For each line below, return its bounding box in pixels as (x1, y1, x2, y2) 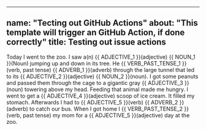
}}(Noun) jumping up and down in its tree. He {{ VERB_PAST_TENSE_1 (6, 59, 181, 67)
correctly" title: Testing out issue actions (6, 37, 167, 48)
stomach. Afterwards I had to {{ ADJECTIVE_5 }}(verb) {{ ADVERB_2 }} (6, 98, 185, 106)
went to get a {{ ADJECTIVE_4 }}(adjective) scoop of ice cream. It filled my (6, 92, 195, 99)
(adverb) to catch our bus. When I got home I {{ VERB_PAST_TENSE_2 (6, 105, 183, 112)
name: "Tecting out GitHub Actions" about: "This (6, 18, 198, 28)
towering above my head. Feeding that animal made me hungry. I (24, 85, 189, 93)
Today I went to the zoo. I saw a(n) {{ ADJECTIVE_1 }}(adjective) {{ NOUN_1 (6, 53, 196, 60)
